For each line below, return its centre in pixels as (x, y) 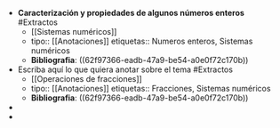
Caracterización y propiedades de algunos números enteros (131, 13)
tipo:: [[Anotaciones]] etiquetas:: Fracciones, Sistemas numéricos (151, 88)
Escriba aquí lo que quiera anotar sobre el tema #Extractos (125, 69)
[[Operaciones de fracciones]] (86, 79)
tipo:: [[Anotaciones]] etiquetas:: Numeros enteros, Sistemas (142, 41)
